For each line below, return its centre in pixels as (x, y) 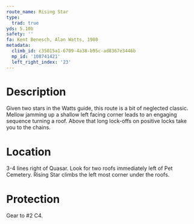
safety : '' (20, 34)
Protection (33, 199)
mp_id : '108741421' (36, 56)
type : (13, 17)
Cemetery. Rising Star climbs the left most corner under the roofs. (88, 175)
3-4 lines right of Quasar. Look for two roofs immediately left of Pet (89, 168)
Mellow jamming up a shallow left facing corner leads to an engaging (92, 115)
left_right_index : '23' (41, 62)
